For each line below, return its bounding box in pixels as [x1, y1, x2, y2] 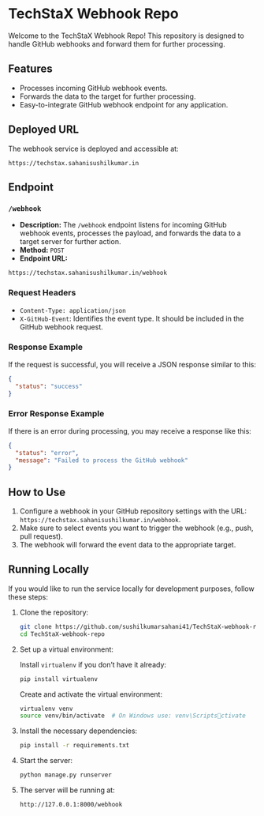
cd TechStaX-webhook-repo [19, 630, 105, 638]
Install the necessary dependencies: [19, 726, 138, 735]
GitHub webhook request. [19, 322, 104, 332]
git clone [19, 622, 53, 630]
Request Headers [8, 288, 76, 299]
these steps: [8, 592, 49, 601]
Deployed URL [8, 123, 80, 137]
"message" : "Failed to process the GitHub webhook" [15, 456, 189, 464]
